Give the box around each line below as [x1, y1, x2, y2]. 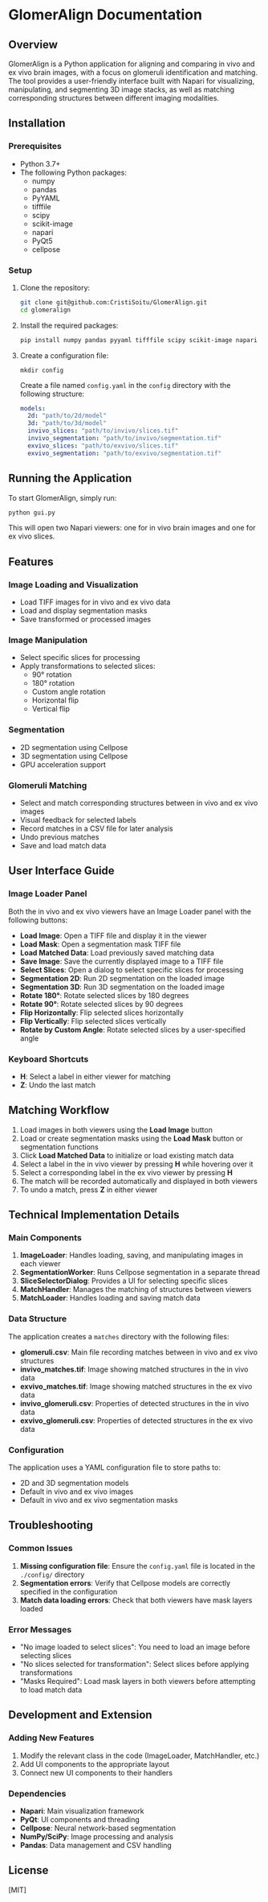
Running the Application [8, 472, 132, 485]
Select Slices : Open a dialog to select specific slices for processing [19, 964, 244, 975]
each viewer [19, 1259, 61, 1269]
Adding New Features [8, 1732, 95, 1743]
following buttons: [8, 915, 68, 925]
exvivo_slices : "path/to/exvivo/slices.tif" [27, 441, 179, 450]
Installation [8, 117, 66, 130]
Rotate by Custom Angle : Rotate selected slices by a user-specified [19, 1025, 246, 1034]
